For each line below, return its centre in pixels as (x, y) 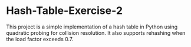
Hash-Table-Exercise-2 (64, 11)
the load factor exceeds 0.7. (40, 39)
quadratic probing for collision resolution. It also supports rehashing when (96, 32)
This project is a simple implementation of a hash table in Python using (92, 27)
